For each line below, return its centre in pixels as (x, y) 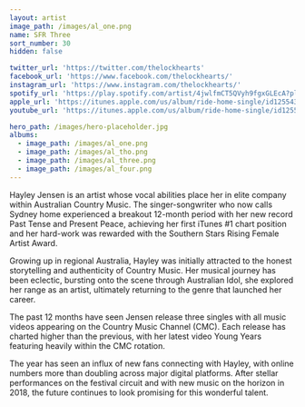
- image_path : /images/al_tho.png (83, 152)
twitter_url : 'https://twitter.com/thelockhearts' (107, 68)
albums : (24, 135)
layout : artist (38, 18)
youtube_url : (34, 110)
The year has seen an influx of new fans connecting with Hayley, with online (152, 363)
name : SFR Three (40, 35)
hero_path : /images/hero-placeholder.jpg (89, 127)
